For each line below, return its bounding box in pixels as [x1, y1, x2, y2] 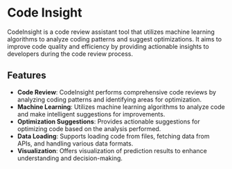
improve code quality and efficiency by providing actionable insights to [7, 42, 209, 50]
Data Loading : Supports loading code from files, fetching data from [17, 132, 210, 140]
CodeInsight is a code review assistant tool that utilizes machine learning [7, 28, 215, 36]
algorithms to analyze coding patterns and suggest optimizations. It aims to [7, 34, 222, 43]
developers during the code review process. [7, 50, 134, 58]
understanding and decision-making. [17, 154, 123, 162]
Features [7, 70, 46, 81]
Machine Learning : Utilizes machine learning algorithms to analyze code [17, 102, 225, 111]
